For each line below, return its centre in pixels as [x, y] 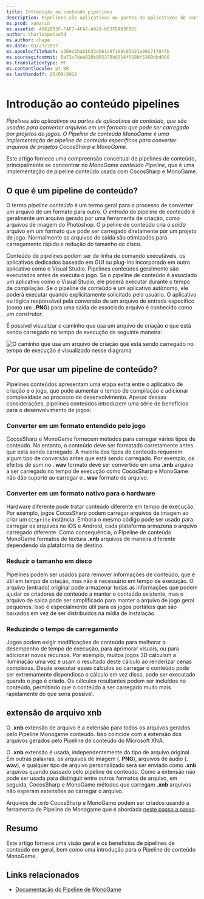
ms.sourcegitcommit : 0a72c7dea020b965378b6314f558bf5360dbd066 [88, 57]
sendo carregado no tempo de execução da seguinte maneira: [84, 332]
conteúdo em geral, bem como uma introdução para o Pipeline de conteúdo [101, 849]
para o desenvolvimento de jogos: [49, 410]
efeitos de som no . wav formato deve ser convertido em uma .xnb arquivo [100, 465]
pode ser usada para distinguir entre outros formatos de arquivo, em [92, 778]
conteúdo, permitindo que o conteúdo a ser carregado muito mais [89, 687]
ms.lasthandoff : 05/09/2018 [42, 74]
